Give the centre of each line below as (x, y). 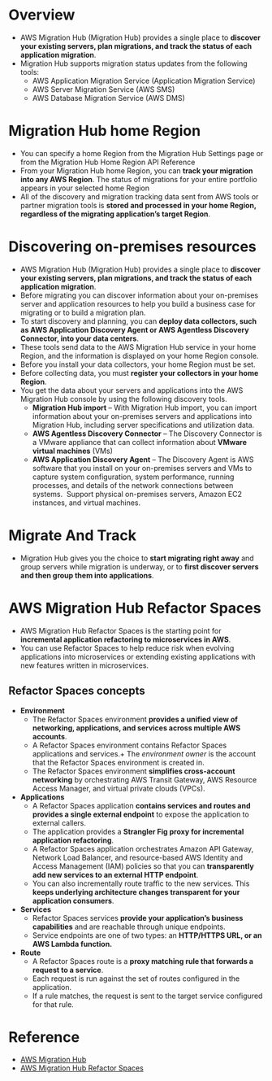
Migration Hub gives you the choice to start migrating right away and (137, 558)
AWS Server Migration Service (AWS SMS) (104, 89)
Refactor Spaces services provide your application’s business (138, 918)
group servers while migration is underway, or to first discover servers (139, 566)
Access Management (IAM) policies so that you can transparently (143, 866)
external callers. (59, 822)
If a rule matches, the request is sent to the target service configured (147, 996)
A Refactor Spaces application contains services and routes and (141, 805)
